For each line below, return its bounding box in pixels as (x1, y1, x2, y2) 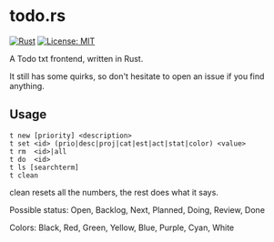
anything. (9, 80, 46, 91)
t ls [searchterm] (9, 163, 79, 172)
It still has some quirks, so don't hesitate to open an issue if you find (9, 70, 265, 82)
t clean (9, 170, 39, 180)
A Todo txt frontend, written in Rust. (9, 53, 144, 64)
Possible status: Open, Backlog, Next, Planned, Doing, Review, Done (9, 204, 266, 215)
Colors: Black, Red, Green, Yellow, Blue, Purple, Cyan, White (9, 222, 235, 233)
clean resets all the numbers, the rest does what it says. (9, 187, 218, 197)
